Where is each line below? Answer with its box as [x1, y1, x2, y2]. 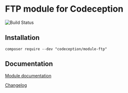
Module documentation [5, 73, 52, 78]
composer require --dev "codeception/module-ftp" [5, 46, 108, 52]
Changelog [5, 82, 27, 88]
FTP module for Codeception [5, 3, 124, 15]
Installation [5, 34, 40, 42]
